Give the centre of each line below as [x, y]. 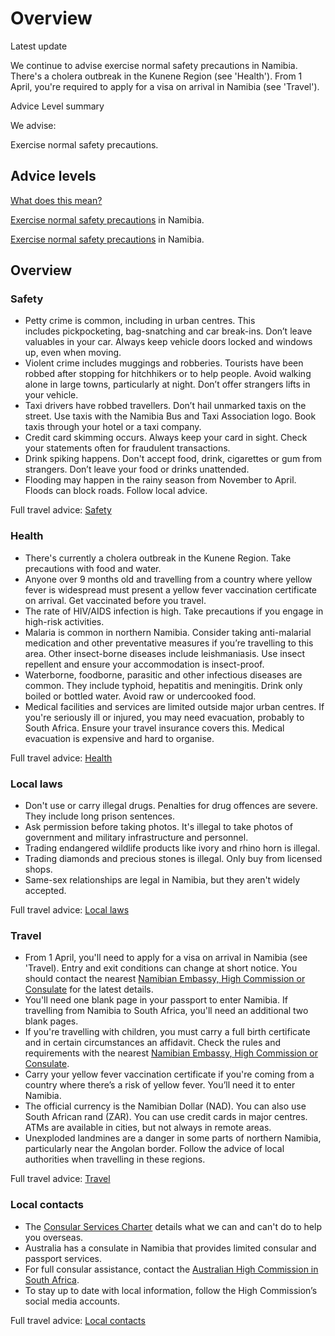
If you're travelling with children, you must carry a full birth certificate [167, 1032]
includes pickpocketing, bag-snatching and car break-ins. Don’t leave [168, 331]
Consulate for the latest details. [89, 989]
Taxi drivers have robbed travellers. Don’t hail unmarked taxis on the [165, 406]
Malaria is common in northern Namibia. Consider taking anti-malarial [168, 632]
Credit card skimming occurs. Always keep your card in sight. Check [166, 438]
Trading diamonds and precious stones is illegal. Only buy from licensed [173, 859]
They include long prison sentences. [100, 816]
